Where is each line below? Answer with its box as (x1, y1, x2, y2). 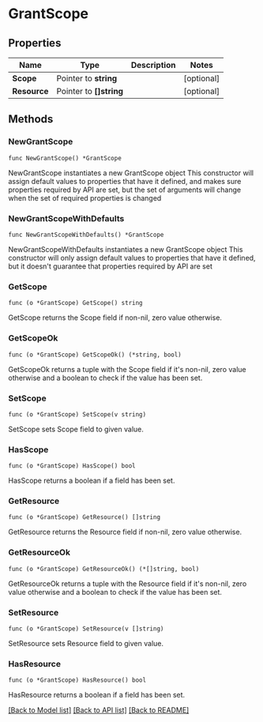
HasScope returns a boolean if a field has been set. (8, 476, 175, 486)
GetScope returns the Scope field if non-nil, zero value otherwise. (8, 313, 223, 322)
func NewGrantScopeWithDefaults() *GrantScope (8, 231, 164, 239)
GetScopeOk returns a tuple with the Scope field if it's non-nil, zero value (8, 364, 246, 374)
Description (130, 60, 176, 70)
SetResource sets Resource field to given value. (8, 639, 164, 649)
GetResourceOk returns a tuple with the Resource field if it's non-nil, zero (8, 578, 247, 589)
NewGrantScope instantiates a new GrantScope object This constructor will (8, 167, 254, 178)
